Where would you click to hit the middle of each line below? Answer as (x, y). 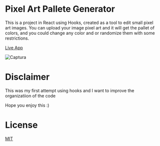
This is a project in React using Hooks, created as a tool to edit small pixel (79, 23)
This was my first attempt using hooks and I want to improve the (70, 90)
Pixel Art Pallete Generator (60, 9)
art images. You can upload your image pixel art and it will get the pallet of (80, 27)
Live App (14, 48)
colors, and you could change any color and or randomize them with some (80, 33)
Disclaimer (27, 77)
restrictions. (17, 38)
